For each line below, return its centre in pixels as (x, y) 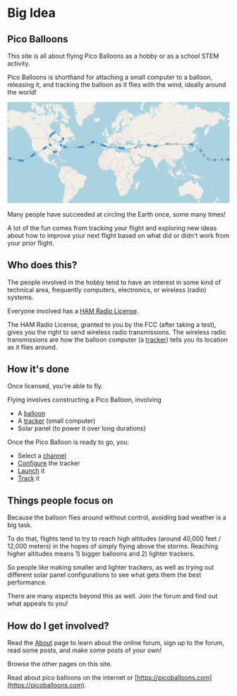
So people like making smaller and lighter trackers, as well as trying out (111, 568)
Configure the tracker (49, 463)
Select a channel (42, 456)
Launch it (31, 471)
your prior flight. (31, 243)
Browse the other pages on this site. (60, 664)
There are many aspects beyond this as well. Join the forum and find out (113, 596)
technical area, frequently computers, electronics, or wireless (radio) (107, 289)
